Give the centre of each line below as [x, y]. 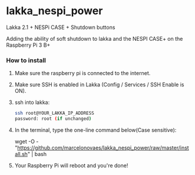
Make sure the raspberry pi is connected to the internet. [82, 73]
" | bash [37, 154]
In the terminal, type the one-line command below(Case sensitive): [95, 130]
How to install [26, 60]
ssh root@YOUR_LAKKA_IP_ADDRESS [54, 114]
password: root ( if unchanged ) [53, 119]
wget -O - [27, 141]
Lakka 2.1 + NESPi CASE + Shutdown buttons [61, 27]
